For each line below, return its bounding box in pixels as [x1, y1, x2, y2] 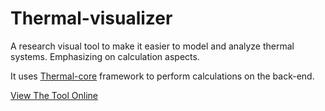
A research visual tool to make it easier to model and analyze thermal [10, 40, 295, 52]
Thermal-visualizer [10, 7, 173, 30]
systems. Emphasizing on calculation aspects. [10, 50, 200, 62]
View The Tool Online [10, 89, 99, 101]
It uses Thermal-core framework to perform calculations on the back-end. [10, 70, 315, 82]
